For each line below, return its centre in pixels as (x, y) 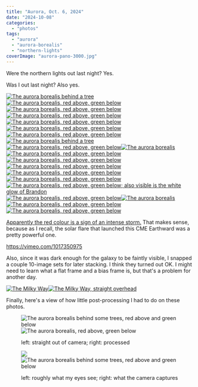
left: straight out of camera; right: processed (75, 342)
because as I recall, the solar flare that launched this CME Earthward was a (98, 228)
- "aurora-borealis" (37, 45)
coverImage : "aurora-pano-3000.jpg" (52, 56)
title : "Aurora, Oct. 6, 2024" (45, 12)
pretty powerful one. (31, 235)
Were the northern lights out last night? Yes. (60, 73)
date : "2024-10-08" (30, 17)
